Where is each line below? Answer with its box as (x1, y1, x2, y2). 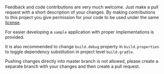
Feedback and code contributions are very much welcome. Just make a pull (5, 4, 159, 10)
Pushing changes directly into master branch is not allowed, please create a (5, 58, 159, 64)
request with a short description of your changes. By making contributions (5, 9, 156, 15)
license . (5, 19, 21, 25)
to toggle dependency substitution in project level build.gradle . (5, 49, 134, 55)
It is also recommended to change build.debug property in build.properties (5, 44, 160, 49)
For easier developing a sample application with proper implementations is (5, 29, 154, 35)
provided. (5, 34, 25, 40)
